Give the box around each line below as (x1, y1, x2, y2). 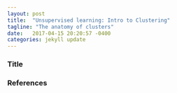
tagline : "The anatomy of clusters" (7, 23, 114, 30)
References (7, 78, 48, 87)
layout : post (7, 10, 45, 17)
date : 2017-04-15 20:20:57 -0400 (7, 29, 111, 37)
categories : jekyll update (7, 36, 86, 43)
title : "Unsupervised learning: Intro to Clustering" (7, 17, 171, 24)
